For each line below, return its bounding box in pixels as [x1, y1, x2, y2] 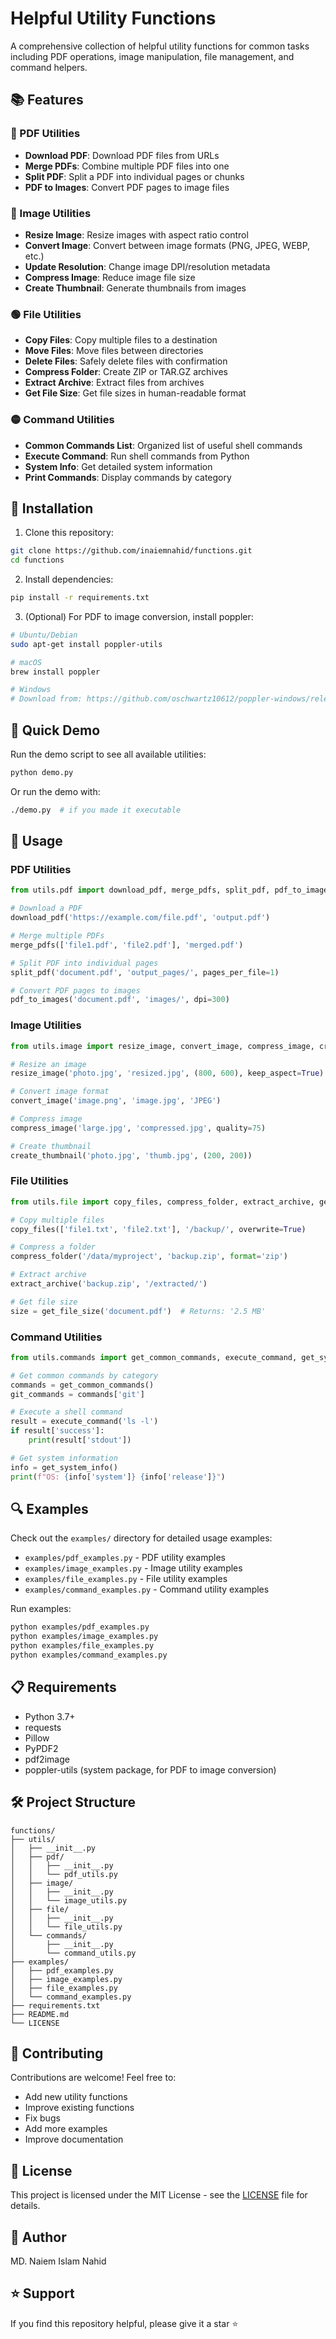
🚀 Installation [10, 500, 94, 517]
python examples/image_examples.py [10, 1632, 159, 1642]
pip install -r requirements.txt [10, 593, 150, 603]
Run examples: [10, 1603, 72, 1615]
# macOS [10, 657, 43, 667]
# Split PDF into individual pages [10, 958, 159, 968]
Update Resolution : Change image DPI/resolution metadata [24, 260, 271, 272]
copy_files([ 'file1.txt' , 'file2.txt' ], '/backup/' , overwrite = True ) [10, 1224, 307, 1234]
